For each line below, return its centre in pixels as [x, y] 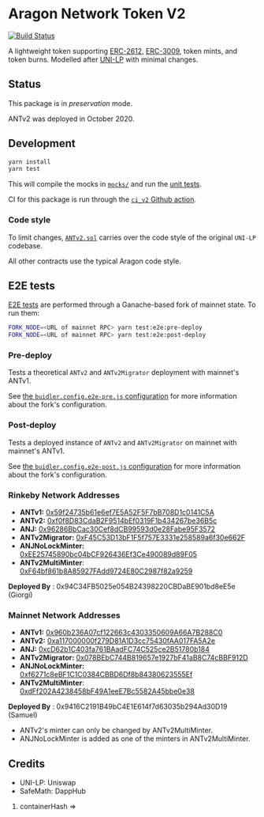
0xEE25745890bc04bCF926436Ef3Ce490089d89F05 [108, 554]
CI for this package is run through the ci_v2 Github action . [102, 199]
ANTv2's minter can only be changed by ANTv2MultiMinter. [116, 730]
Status [25, 84]
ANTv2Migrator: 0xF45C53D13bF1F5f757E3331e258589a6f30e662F [132, 538]
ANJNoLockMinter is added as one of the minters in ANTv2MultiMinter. [135, 739]
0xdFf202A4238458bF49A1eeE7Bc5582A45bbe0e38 [107, 691]
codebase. [26, 245]
